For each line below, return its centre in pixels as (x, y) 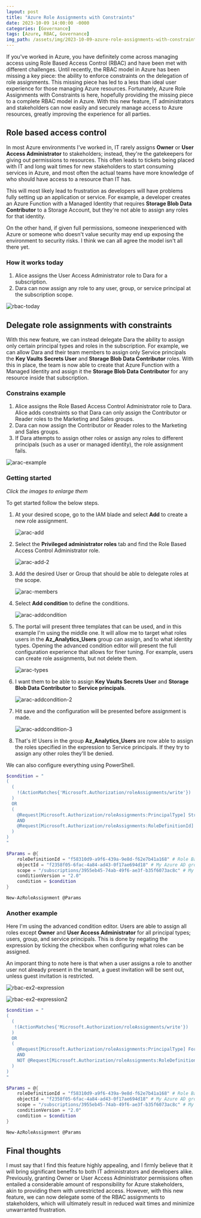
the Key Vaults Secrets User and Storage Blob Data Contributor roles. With (100, 358)
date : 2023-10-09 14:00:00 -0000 (48, 23)
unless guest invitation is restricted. (50, 976)
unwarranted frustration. (36, 1210)
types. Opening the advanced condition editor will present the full (95, 646)
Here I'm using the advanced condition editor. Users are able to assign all (97, 926)
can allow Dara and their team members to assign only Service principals (96, 352)
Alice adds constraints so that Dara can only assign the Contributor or (101, 413)
